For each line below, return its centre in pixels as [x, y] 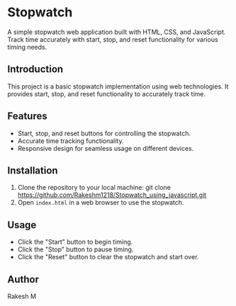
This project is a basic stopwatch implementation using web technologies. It [118, 86]
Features [27, 117]
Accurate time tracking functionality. [71, 141]
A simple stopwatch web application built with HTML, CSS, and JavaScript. [117, 32]
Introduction [35, 69]
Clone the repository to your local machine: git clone [94, 188]
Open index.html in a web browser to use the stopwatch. [101, 203]
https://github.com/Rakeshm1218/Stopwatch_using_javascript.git [112, 195]
